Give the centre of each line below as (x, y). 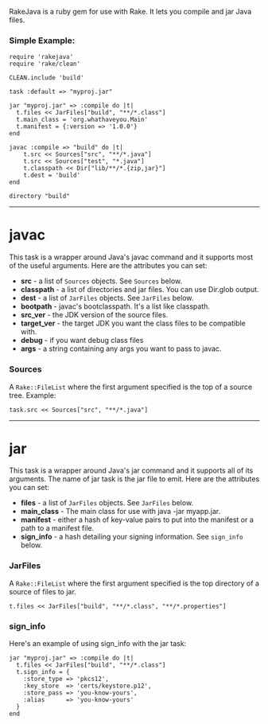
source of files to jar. (43, 591)
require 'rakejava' (41, 57)
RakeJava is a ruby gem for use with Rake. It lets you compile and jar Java (130, 12)
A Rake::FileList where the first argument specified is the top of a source (131, 387)
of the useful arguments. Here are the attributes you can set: (108, 266)
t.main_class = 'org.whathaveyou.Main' (82, 120)
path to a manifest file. (57, 528)
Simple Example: (42, 41)
